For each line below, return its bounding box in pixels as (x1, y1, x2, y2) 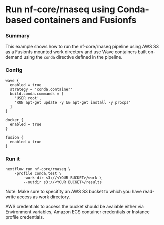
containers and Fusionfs (33, 14, 137, 26)
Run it (5, 155, 20, 162)
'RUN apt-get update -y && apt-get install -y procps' (14, 100, 131, 105)
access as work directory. (17, 194, 70, 200)
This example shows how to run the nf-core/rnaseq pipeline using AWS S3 (5, 44, 159, 50)
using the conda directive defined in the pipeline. (23, 54, 123, 60)
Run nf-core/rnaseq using (5, 4, 115, 15)
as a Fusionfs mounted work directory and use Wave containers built (5, 49, 147, 55)
